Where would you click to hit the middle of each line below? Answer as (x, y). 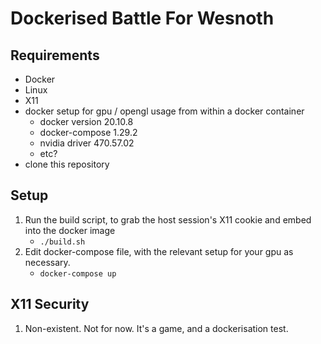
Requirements (55, 55)
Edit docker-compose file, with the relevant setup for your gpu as (159, 251)
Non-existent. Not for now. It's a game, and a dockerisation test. (156, 328)
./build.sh (62, 242)
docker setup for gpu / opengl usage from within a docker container (164, 111)
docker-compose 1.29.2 (88, 132)
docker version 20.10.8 (86, 121)
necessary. (47, 262)
